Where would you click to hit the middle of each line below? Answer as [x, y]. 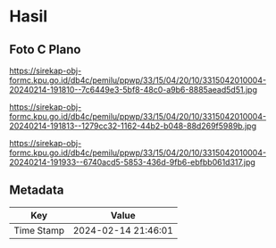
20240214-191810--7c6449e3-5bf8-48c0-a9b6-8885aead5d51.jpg [133, 90]
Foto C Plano [45, 50]
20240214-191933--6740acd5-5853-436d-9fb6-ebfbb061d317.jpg [133, 162]
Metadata [37, 190]
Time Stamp [39, 230]
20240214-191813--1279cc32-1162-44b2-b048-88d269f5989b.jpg [133, 126]
